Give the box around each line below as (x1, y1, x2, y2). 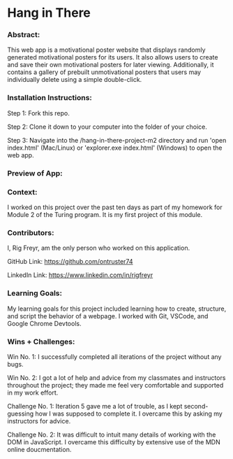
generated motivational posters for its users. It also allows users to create (7, 53, 218, 62)
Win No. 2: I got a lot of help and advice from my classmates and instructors (7, 373, 226, 382)
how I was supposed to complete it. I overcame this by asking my (34, 409, 223, 418)
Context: (7, 187, 38, 197)
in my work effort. (7, 388, 59, 397)
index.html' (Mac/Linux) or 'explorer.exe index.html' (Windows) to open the (7, 143, 223, 152)
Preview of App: (7, 168, 63, 178)
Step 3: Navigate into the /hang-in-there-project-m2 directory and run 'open (7, 136, 227, 144)
